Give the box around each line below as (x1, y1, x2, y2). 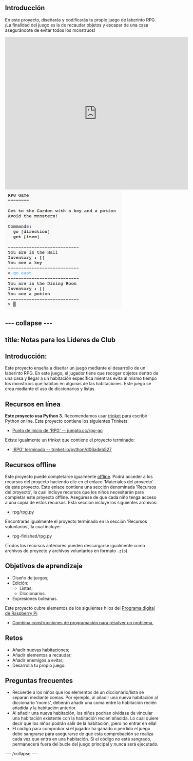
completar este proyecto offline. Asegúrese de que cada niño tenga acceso (5, 494, 157, 500)
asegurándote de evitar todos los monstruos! (5, 27, 96, 33)
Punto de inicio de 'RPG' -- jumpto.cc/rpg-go (12, 428, 103, 433)
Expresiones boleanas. (12, 596, 58, 601)
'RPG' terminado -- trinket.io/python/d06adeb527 (12, 447, 112, 452)
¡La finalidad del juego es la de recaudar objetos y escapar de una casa (5, 22, 149, 28)
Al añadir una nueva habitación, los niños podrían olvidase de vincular (12, 710, 153, 716)
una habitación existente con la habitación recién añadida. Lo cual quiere (12, 715, 159, 721)
